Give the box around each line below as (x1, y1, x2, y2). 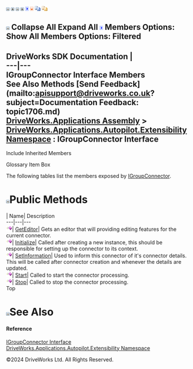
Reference (6, 325, 32, 332)
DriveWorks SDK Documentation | (6, 51, 133, 61)
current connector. (6, 232, 52, 239)
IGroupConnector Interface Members (6, 70, 145, 80)
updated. (6, 264, 28, 272)
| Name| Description (6, 213, 55, 220)
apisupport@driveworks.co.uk (35, 88, 151, 98)
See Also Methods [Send (6, 79, 99, 89)
